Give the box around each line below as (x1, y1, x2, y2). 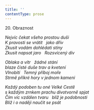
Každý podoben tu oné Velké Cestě (5, 84, 75, 90)
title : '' (5, 7, 25, 12)
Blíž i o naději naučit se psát (5, 99, 61, 105)
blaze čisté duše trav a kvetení (5, 64, 66, 70)
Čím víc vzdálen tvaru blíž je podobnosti (5, 94, 88, 100)
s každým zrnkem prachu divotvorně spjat (5, 89, 89, 95)
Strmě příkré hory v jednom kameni (5, 75, 76, 80)
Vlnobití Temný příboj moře (5, 69, 61, 75)
